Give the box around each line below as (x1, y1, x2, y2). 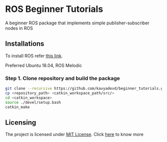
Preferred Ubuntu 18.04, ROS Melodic (5, 62, 82, 68)
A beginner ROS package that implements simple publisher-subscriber (5, 20, 150, 26)
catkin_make (5, 104, 30, 110)
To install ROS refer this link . (5, 53, 63, 59)
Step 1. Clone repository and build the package (5, 74, 120, 81)
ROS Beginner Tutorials (5, 3, 103, 15)
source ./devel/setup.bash (5, 100, 61, 105)
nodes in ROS (5, 25, 33, 31)
